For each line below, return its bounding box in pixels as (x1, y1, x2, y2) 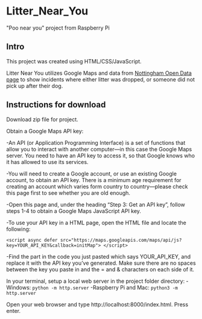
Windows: (6, 283, 31, 291)
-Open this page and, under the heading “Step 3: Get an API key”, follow (6, 201, 186, 208)
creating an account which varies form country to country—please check (6, 183, 188, 190)
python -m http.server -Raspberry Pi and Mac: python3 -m (32, 283, 178, 291)
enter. (6, 307, 21, 314)
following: (6, 225, 31, 233)
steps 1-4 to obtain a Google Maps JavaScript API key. (6, 207, 142, 215)
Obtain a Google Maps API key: (6, 127, 84, 134)
